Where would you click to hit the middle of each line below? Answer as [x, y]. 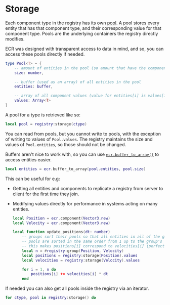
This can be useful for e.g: [33, 179]
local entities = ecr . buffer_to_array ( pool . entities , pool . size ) [76, 169]
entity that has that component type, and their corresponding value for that [83, 28]
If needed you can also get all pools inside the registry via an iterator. [77, 288]
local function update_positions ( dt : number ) [61, 232]
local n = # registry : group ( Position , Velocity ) [73, 251]
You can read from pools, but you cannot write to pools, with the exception [83, 134]
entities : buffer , [34, 86]
